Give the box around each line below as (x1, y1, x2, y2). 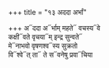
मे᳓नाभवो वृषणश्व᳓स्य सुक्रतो (8, 41, 77, 51)
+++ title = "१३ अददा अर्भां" (8, 8, 87, 17)
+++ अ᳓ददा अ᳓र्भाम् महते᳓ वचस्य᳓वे (8, 24, 101, 32)
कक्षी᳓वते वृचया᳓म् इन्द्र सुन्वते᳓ (8, 32, 83, 41)
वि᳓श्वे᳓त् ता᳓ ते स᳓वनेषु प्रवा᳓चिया (8, 50, 93, 59)
